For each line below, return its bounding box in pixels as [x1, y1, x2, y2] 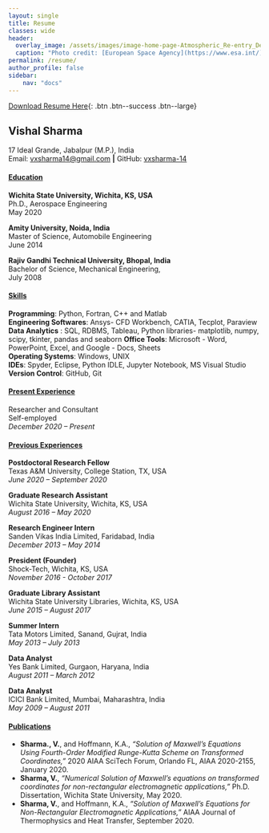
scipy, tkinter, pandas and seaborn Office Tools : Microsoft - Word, [8, 334, 227, 343]
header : [8, 34, 34, 43]
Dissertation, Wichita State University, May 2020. [19, 790, 183, 800]
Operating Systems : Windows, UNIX [8, 351, 130, 361]
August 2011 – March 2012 [8, 671, 95, 681]
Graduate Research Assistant [8, 490, 108, 500]
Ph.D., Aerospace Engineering [8, 198, 107, 209]
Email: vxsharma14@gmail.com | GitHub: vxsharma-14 [8, 154, 187, 164]
